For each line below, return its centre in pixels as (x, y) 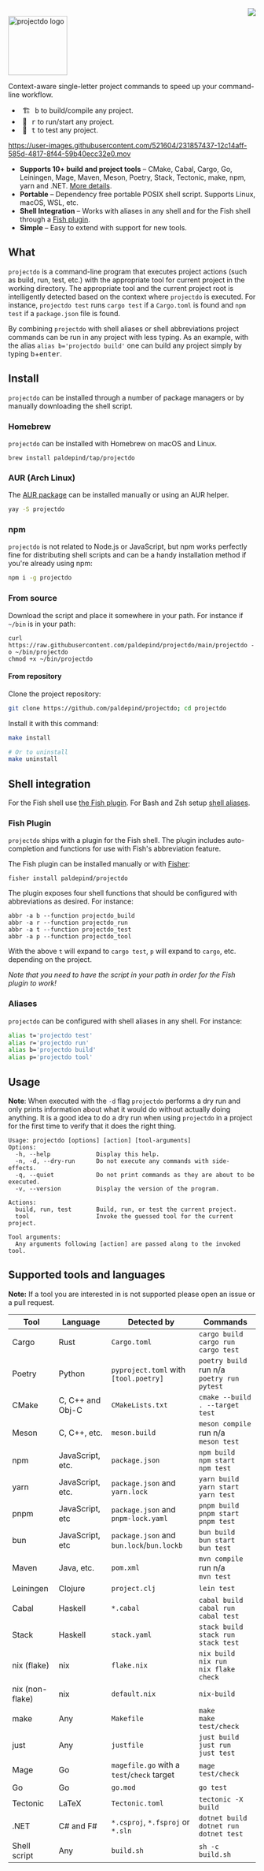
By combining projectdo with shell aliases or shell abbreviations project (124, 328)
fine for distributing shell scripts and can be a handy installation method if (127, 555)
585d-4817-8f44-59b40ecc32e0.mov (70, 154)
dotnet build (223, 1818)
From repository (35, 676)
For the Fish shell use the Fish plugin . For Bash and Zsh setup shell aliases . (129, 803)
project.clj (134, 1588)
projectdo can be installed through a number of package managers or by (126, 397)
